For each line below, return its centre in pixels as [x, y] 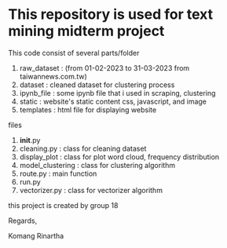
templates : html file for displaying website [88, 109]
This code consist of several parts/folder [74, 53]
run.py [30, 181]
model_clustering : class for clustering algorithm [97, 165]
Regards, [23, 221]
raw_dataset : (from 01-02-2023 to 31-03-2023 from [104, 67]
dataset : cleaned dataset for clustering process [97, 85]
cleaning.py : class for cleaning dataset [83, 148]
